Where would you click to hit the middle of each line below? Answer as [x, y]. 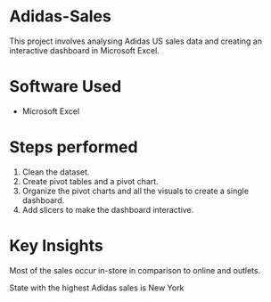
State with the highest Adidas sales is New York [97, 288]
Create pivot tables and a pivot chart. [90, 181]
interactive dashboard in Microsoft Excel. [85, 50]
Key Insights [57, 246]
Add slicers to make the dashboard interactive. [108, 209]
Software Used [66, 87]
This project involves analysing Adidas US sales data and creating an [136, 41]
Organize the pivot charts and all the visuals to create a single [135, 191]
